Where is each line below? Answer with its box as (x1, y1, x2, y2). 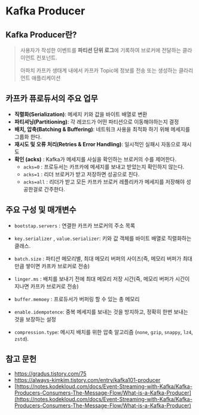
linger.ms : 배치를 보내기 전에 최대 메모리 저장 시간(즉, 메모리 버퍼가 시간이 (14, 275, 190, 282)
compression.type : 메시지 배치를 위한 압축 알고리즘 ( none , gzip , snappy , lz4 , (14, 328, 194, 335)
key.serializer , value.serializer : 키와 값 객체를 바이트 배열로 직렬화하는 (14, 234, 192, 242)
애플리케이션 (31, 74, 61, 82)
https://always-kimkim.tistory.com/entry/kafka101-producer (14, 377, 161, 384)
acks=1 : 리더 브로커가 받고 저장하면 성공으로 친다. (23, 170, 140, 178)
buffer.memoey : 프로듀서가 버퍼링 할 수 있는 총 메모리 (14, 295, 140, 302)
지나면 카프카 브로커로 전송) (14, 282, 79, 290)
